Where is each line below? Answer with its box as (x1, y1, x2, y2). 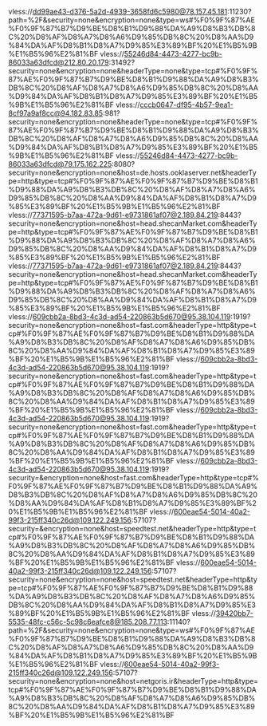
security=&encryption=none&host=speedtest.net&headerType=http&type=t (8, 524, 257, 533)
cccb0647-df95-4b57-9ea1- (139, 100, 234, 109)
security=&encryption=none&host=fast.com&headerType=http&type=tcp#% (8, 473, 259, 482)
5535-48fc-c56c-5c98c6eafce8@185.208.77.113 (8, 617, 168, 626)
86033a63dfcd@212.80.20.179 (8, 57, 109, 67)
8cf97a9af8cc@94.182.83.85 (8, 109, 104, 118)
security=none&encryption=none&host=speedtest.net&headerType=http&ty (8, 574, 257, 584)
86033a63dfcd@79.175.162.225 (8, 160, 112, 168)
